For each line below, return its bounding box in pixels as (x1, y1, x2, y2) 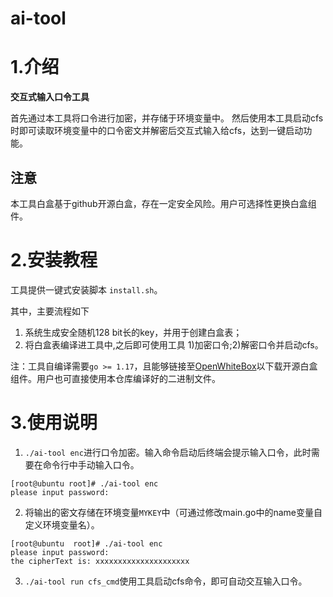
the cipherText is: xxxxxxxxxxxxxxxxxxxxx (10, 556, 190, 566)
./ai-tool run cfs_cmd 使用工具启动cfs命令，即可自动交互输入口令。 (24, 575, 308, 587)
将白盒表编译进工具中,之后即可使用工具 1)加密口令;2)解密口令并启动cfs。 (24, 338, 324, 351)
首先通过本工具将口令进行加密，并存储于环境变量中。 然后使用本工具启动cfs (10, 112, 324, 124)
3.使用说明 (10, 412, 98, 434)
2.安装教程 (10, 249, 98, 272)
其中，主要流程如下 (10, 305, 90, 317)
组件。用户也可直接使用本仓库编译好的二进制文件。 (10, 372, 221, 384)
